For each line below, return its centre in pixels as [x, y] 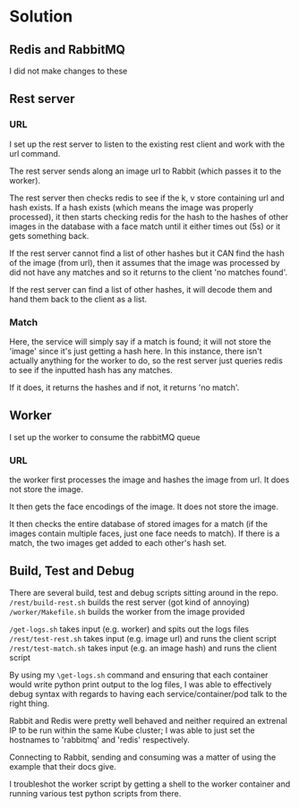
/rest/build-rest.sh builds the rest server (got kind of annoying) [130, 602]
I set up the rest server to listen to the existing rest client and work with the [147, 144]
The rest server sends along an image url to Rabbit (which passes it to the [145, 171]
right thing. [30, 703]
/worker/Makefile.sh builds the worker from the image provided [127, 611]
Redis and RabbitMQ [67, 50]
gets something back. [49, 235]
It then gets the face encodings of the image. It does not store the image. [144, 506]
